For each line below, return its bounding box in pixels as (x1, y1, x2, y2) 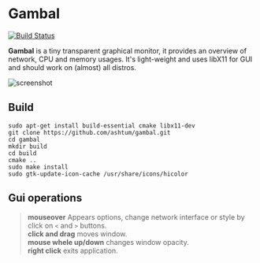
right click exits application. (27, 246, 118, 255)
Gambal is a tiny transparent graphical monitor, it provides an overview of (8, 46, 247, 55)
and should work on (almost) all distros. (8, 62, 136, 72)
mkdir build (8, 143, 47, 150)
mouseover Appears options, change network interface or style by (27, 212, 246, 221)
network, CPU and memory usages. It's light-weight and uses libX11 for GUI (8, 54, 253, 64)
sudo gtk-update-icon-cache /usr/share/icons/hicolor (8, 170, 189, 178)
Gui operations (8, 191, 83, 205)
